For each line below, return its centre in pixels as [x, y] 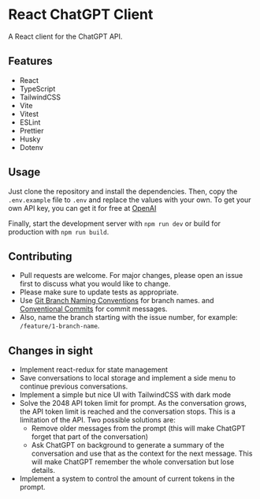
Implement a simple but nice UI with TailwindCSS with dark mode [125, 395]
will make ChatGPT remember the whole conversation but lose [133, 462]
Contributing [40, 256]
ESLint [30, 122]
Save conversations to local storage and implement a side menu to [128, 378]
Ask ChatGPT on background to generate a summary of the [128, 445]
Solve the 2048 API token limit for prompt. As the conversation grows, [133, 403]
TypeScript [37, 88]
